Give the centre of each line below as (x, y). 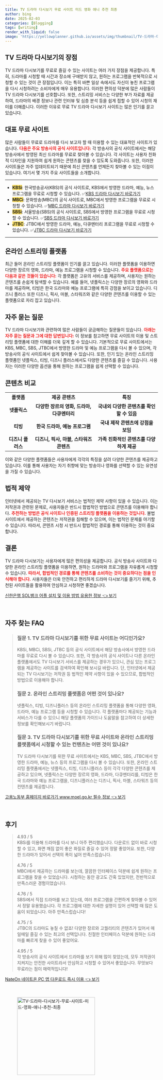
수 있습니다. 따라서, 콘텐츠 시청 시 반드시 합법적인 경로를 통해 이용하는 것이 (75, 525)
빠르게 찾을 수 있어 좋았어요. (52, 940)
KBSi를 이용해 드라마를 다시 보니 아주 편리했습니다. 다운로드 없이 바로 (82, 842)
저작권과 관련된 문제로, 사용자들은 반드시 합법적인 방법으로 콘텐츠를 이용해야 (77, 507)
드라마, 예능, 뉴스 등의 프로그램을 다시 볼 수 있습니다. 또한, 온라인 (87, 762)
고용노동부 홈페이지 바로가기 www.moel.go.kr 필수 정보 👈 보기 (65, 797)
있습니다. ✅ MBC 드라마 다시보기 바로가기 (65, 206)
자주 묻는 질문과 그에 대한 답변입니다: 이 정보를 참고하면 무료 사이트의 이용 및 (77, 336)
